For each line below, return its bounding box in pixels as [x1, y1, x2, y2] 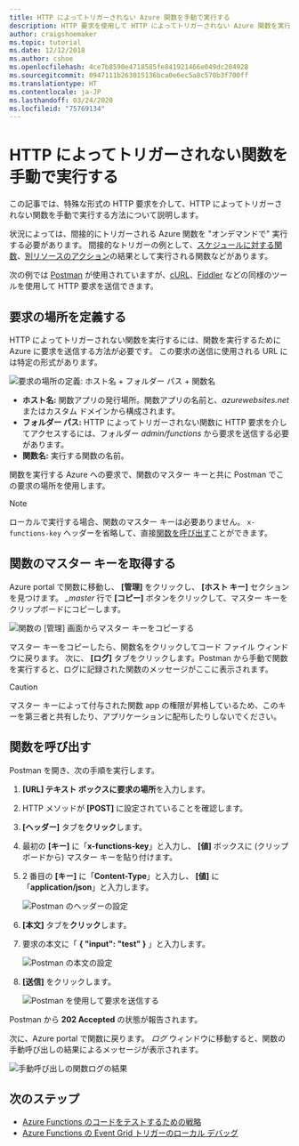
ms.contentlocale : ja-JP [9, 87, 101, 96]
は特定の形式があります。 [9, 357, 102, 367]
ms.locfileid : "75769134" [9, 104, 105, 113]
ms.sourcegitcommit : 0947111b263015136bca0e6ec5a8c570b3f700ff [9, 71, 249, 80]
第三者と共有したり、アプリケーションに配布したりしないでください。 [24, 711, 282, 722]
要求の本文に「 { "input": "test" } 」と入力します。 [21, 938, 211, 948]
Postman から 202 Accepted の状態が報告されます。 [9, 1013, 203, 1024]
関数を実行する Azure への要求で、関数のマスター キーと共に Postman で [9, 469, 277, 480]
